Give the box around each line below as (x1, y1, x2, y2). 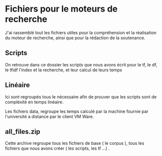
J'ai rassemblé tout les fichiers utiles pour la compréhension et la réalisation (5, 30, 157, 35)
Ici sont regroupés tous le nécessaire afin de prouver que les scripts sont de (5, 94, 157, 100)
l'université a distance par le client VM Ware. (5, 113, 94, 119)
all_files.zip (5, 127, 41, 136)
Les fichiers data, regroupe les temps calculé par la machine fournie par (5, 108, 148, 114)
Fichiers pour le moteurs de (5, 3, 118, 15)
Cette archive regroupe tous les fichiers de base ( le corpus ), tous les (5, 140, 145, 146)
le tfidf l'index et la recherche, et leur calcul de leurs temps (5, 67, 122, 73)
